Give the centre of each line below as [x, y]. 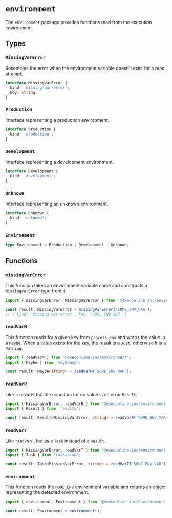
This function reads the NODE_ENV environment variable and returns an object [86, 487]
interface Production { [31, 129]
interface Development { [32, 171]
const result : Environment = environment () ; [53, 511]
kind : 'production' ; [32, 134]
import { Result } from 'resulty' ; [43, 409]
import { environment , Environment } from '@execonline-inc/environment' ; [87, 502]
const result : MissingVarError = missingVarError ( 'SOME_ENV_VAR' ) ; [79, 309]
